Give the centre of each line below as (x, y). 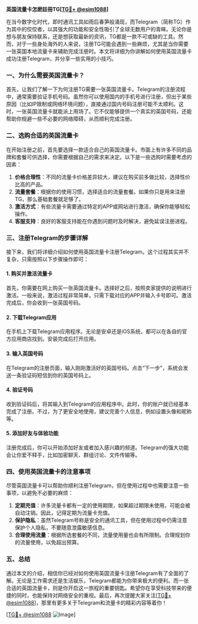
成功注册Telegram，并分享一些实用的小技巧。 (61, 59)
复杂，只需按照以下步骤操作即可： (47, 259)
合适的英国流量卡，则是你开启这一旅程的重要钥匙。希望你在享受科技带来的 (96, 588)
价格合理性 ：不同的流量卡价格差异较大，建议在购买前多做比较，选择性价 (102, 177)
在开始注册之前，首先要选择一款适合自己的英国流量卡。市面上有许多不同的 (96, 149)
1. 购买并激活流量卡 (29, 274)
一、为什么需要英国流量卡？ (45, 75)
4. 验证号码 (20, 390)
